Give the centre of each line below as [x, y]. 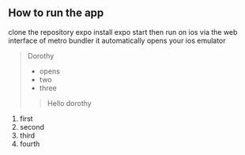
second [32, 127]
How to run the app [56, 13]
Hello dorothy [70, 103]
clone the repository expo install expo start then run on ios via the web [123, 32]
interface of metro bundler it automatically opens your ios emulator [117, 40]
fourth [30, 144]
